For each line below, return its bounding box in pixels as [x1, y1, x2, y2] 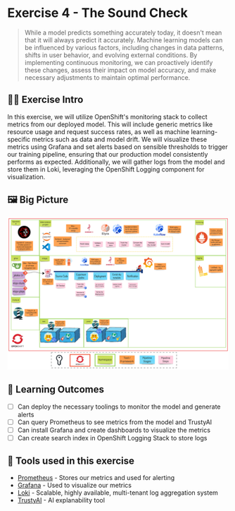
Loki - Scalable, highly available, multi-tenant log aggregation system [17, 488, 218, 497]
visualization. [7, 172, 46, 181]
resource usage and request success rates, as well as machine [7, 127, 190, 136]
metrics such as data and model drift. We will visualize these [32, 135, 208, 143]
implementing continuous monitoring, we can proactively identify [24, 58, 213, 66]
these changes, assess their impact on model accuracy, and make [24, 66, 217, 74]
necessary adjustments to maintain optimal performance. [24, 73, 191, 82]
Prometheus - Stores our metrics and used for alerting [17, 473, 175, 481]
